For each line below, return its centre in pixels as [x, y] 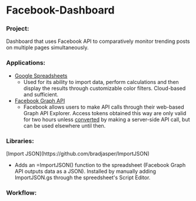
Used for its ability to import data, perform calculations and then [101, 82]
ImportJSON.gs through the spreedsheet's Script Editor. [82, 177]
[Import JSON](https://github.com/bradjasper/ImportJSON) [78, 154]
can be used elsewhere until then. [64, 125]
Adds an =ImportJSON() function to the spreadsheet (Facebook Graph [100, 165]
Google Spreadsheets [41, 76]
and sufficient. [41, 94]
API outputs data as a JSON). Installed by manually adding [85, 172]
